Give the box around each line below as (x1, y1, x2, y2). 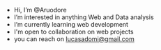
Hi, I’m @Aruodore (13, 6, 68, 14)
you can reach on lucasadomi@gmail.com (13, 35, 135, 43)
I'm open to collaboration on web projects (13, 27, 134, 36)
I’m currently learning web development (13, 21, 129, 28)
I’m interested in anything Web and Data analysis (13, 13, 155, 21)
